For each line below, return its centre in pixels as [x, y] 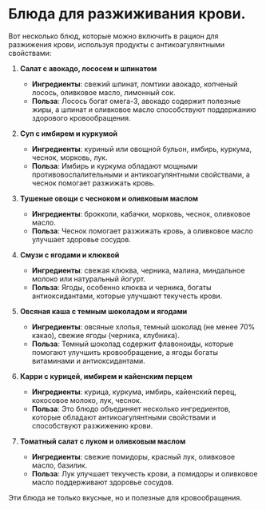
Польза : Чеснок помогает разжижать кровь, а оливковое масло [142, 231]
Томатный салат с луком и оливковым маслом [103, 441]
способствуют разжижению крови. [92, 425]
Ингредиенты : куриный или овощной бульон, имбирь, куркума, [142, 149]
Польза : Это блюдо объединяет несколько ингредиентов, [131, 408]
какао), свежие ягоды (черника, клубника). [105, 335]
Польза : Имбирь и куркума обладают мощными [115, 165]
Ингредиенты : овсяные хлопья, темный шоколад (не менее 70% [143, 327]
